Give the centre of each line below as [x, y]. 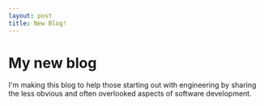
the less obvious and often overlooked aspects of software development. [130, 94]
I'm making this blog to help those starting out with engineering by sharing [132, 85]
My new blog [53, 63]
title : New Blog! [38, 23]
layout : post [30, 16]
